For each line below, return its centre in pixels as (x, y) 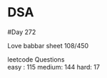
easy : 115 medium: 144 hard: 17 (53, 67)
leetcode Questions (36, 59)
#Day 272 (22, 32)
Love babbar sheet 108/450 (48, 45)
